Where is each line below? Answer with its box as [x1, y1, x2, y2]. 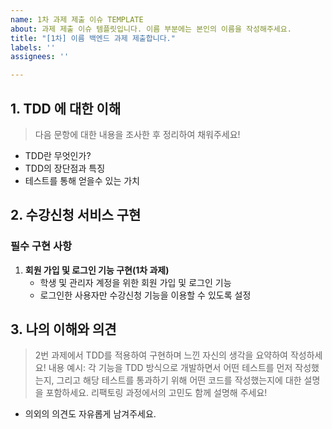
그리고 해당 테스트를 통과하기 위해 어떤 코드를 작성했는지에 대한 [56, 374, 302, 386]
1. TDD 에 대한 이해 [10, 100, 122, 117]
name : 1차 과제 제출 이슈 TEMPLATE [10, 14, 144, 25]
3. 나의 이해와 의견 [10, 321, 117, 338]
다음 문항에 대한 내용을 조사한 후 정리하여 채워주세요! [34, 128, 241, 140]
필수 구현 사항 [10, 239, 73, 253]
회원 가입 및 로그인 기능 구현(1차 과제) [24, 264, 170, 276]
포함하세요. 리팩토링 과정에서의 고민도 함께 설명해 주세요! [45, 387, 268, 399]
